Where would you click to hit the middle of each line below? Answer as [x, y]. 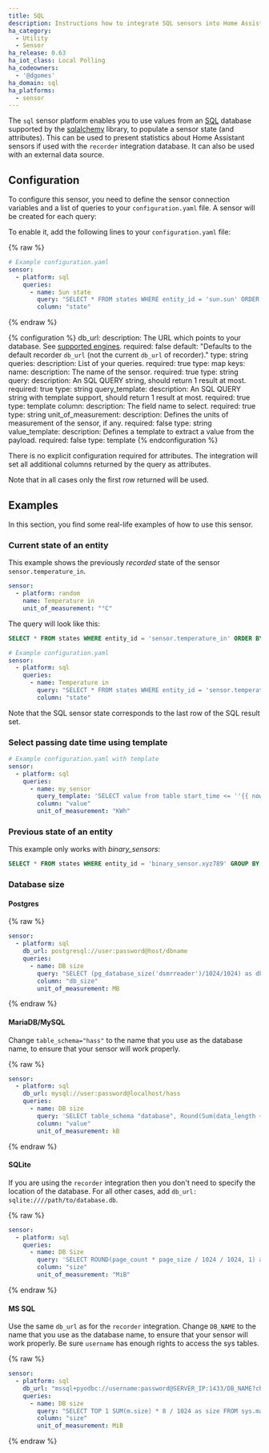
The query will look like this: [54, 624]
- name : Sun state [60, 292]
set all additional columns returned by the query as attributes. [110, 464]
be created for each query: [53, 217]
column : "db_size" [68, 981]
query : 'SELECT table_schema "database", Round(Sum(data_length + [150, 1116]
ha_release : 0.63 [37, 53]
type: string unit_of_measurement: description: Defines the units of [118, 415]
